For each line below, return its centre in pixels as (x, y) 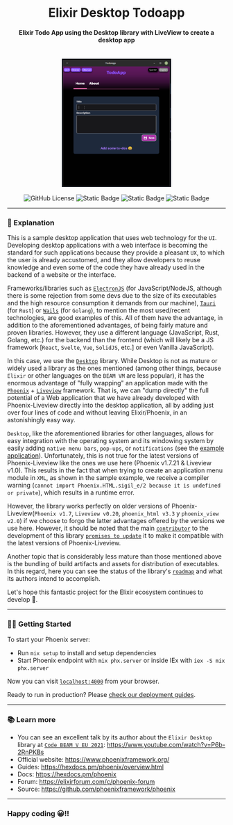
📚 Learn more (32, 719)
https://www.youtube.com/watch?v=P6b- (166, 744)
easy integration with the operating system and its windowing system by (110, 441)
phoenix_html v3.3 (148, 514)
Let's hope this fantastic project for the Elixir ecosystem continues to (105, 592)
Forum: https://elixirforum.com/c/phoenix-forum (86, 781)
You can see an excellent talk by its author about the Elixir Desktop (115, 737)
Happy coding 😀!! (38, 813)
